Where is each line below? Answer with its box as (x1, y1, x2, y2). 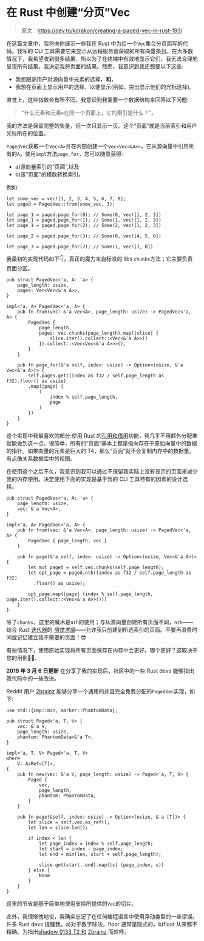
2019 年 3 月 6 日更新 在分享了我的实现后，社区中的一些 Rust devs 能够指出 (6, 667, 194, 674)
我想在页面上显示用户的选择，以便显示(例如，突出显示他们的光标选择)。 (15, 83, 195, 90)
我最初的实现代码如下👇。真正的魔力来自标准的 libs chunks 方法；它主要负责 (6, 255, 193, 262)
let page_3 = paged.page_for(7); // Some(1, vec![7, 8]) (6, 243, 154, 250)
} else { (28, 867, 50, 873)
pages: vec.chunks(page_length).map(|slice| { (38, 330, 159, 336)
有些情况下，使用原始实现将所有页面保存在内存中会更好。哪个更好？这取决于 (6, 646, 198, 654)
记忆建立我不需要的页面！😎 (16, 634, 87, 641)
